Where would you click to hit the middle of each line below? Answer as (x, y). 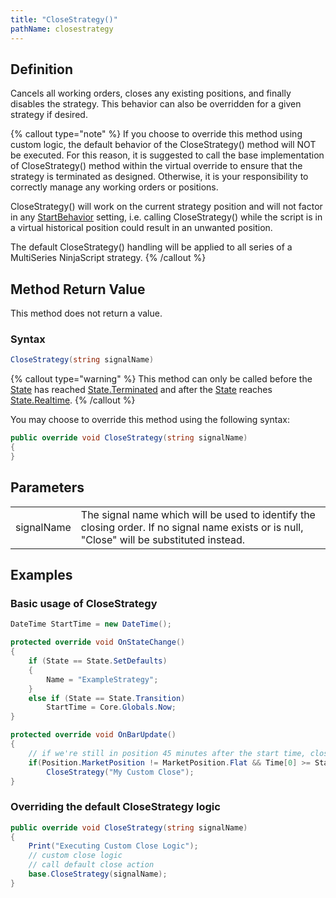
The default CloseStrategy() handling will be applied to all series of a (151, 247)
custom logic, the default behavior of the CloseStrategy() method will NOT (163, 145)
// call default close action (91, 865)
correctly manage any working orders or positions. (114, 187)
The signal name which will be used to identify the (198, 514)
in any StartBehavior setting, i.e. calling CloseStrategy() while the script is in (166, 217)
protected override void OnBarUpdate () (93, 735)
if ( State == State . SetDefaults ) (98, 661)
